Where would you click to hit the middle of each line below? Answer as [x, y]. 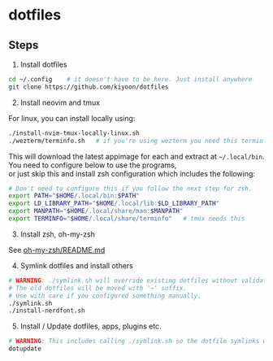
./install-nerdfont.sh [47, 311]
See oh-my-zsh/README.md [57, 250]
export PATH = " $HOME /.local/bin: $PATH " [74, 196]
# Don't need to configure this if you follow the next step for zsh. [130, 189]
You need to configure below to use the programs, [93, 165]
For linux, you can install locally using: [72, 118]
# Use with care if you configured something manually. [105, 296]
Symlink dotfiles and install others [77, 265]
